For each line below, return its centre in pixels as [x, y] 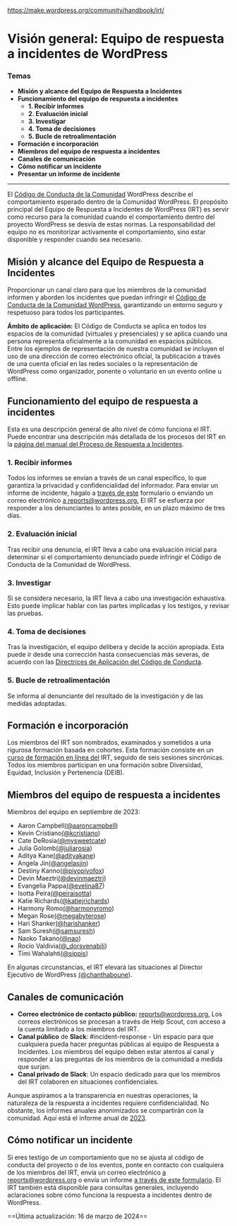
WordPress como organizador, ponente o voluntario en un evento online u [115, 372]
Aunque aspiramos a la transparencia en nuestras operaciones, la [103, 1096]
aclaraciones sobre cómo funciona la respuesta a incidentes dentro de [110, 1195]
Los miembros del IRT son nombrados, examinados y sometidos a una [109, 743]
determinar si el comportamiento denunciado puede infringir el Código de [114, 557]
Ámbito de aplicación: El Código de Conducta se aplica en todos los [107, 326]
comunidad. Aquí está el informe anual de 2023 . [77, 1118]
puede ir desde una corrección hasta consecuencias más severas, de [108, 655]
